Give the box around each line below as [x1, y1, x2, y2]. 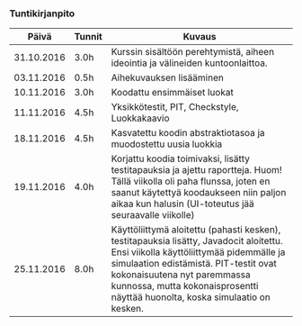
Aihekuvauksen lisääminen [111, 71, 225, 84]
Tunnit [74, 31, 103, 43]
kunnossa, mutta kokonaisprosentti [111, 280, 259, 293]
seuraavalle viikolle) [111, 209, 195, 222]
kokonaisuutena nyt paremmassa [111, 268, 251, 281]
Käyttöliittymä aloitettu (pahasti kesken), [111, 223, 281, 236]
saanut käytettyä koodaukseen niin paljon [111, 186, 287, 199]
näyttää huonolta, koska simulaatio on [111, 291, 271, 303]
